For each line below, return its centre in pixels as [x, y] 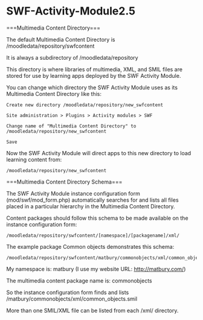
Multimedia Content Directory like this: [54, 94]
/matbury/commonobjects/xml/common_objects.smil [72, 299]
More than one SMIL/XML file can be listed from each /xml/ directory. [92, 310]
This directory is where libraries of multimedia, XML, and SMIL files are [95, 69]
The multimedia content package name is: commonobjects [79, 280]
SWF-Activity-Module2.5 [71, 11]
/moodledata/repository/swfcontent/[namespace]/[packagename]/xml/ [93, 235]
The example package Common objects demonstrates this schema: [90, 246]
